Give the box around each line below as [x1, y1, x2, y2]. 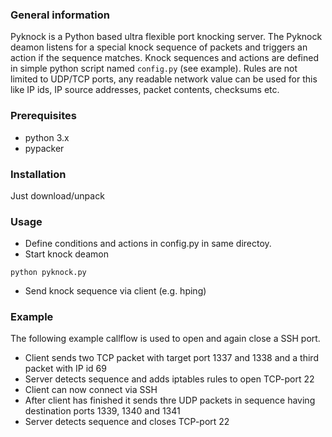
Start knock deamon [24, 248, 109, 260]
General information [10, 8, 110, 22]
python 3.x [24, 131, 70, 143]
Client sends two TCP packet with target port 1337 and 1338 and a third [24, 352, 319, 364]
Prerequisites [10, 109, 77, 123]
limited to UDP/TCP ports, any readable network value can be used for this [10, 73, 318, 85]
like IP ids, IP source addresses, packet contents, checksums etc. [10, 84, 280, 96]
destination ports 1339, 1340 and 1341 [24, 405, 181, 417]
